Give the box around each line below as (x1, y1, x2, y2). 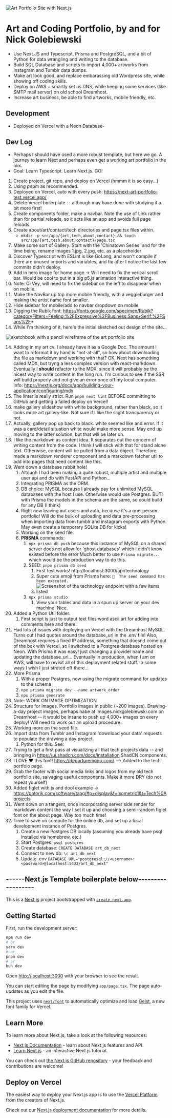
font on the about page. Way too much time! (13, 812, 106, 818)
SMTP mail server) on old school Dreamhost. (13, 89, 108, 95)
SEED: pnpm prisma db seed (28, 562, 87, 568)
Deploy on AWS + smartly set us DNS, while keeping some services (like (13, 83, 166, 89)
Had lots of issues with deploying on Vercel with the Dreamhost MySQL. (13, 626, 165, 632)
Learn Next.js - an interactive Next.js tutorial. (13, 1048, 108, 1054)
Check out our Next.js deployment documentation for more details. (6, 1107, 147, 1113)
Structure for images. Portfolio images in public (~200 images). (13, 703, 146, 709)
